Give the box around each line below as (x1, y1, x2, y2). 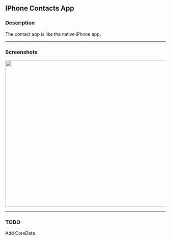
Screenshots (5, 48, 38, 56)
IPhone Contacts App (5, 4, 75, 13)
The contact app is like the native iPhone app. (5, 31, 101, 37)
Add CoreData (5, 230, 36, 236)
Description (5, 19, 35, 26)
